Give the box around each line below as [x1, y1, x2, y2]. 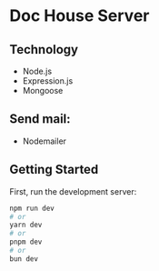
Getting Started [9, 162, 99, 177]
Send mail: [9, 111, 71, 127]
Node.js [22, 65, 53, 76]
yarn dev [9, 220, 43, 230]
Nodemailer [22, 135, 66, 146]
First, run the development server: [9, 186, 137, 196]
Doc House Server [9, 5, 150, 26]
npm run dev [9, 204, 55, 213]
